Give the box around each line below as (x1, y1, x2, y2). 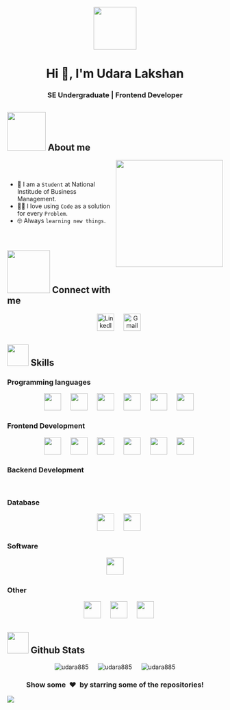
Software (7, 542, 39, 551)
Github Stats (30, 644, 86, 657)
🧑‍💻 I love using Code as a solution (16, 202, 111, 210)
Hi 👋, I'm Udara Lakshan (46, 66, 184, 81)
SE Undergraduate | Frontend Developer (47, 90, 183, 100)
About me (47, 141, 91, 153)
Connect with (51, 284, 111, 296)
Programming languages (7, 377, 91, 387)
